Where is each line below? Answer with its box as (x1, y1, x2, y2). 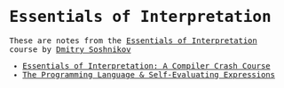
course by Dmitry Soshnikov (9, 44, 131, 55)
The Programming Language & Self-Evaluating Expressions (21, 70, 275, 79)
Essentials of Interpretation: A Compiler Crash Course (21, 61, 271, 70)
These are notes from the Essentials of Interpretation (9, 35, 257, 46)
